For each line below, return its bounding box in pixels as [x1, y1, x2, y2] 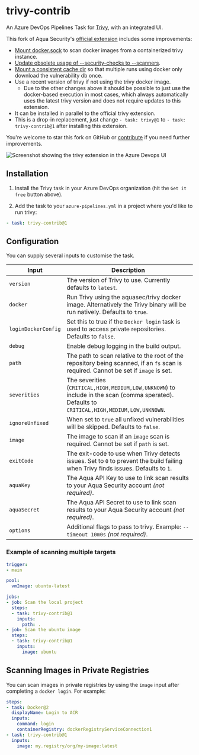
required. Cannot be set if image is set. [66, 366, 172, 375]
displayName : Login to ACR [11, 710, 78, 716]
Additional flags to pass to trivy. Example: [66, 523, 182, 531]
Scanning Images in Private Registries [6, 666, 149, 676]
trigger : [6, 561, 28, 567]
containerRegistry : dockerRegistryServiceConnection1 [17, 727, 152, 732]
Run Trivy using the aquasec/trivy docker [66, 293, 181, 302]
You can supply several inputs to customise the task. [6, 252, 135, 259]
